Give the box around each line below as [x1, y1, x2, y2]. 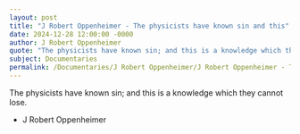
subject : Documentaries [9, 54, 98, 63]
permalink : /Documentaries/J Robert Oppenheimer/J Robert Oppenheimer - [9, 63, 286, 72]
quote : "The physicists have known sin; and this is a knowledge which [9, 46, 281, 55]
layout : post [9, 13, 58, 22]
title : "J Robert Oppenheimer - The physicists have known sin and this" [9, 21, 290, 30]
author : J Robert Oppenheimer [9, 38, 122, 47]
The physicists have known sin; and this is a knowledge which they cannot [9, 87, 284, 98]
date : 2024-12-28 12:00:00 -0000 [9, 29, 134, 38]
